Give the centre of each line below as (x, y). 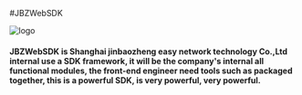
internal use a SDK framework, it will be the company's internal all (137, 61)
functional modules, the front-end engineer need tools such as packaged (151, 71)
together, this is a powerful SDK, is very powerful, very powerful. (135, 80)
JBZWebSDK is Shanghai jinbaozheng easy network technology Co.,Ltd (149, 51)
